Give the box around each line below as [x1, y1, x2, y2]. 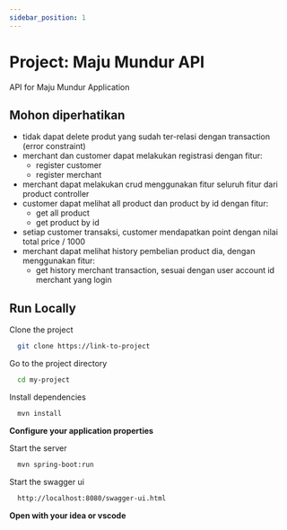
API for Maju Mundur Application [9, 82, 130, 93]
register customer [35, 160, 102, 171]
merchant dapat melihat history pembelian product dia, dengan [22, 246, 256, 257]
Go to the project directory [9, 358, 108, 369]
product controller [22, 189, 90, 199]
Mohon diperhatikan [9, 107, 126, 122]
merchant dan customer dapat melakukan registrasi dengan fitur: [22, 150, 263, 162]
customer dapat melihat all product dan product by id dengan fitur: [22, 199, 269, 209]
